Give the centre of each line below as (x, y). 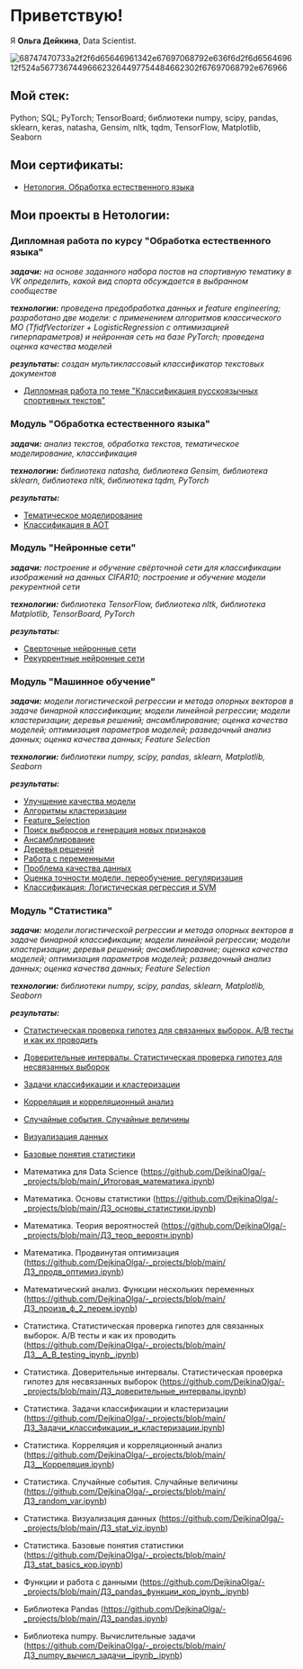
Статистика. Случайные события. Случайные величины (130, 1482)
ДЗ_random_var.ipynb (63, 1501)
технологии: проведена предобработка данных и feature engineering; (146, 308)
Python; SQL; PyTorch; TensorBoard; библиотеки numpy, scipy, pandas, (144, 117)
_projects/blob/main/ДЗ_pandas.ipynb (94, 1619)
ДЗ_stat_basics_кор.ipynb (71, 1565)
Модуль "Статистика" (62, 911)
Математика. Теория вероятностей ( (94, 1226)
